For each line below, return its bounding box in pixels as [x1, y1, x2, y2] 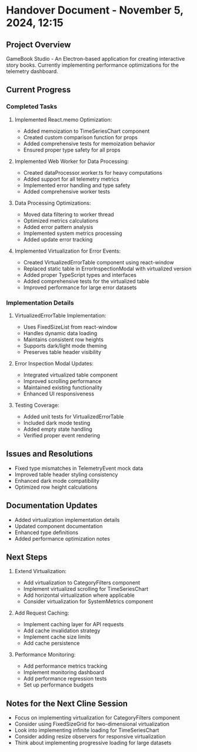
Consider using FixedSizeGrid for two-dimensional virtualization [14, 721, 169, 728]
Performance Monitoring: [14, 651, 76, 658]
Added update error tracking [23, 236, 93, 243]
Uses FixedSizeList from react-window [23, 323, 118, 331]
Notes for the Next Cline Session [6, 698, 128, 708]
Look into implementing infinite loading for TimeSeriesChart [14, 727, 159, 734]
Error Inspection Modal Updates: [14, 359, 94, 367]
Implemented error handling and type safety [23, 181, 131, 189]
